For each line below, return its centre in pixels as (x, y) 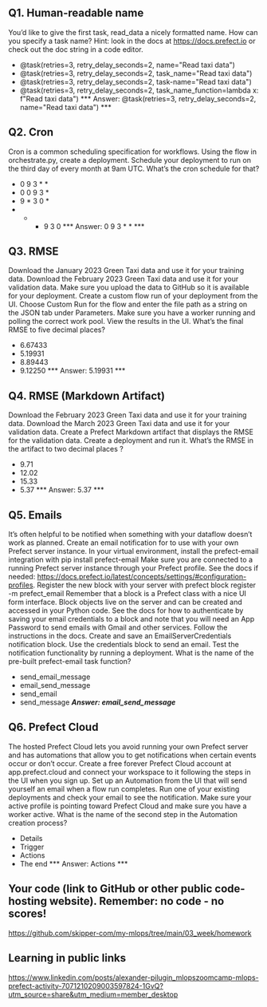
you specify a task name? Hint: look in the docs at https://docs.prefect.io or (132, 41)
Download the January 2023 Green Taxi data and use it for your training (126, 271)
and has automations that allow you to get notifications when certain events (132, 755)
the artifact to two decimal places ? (66, 449)
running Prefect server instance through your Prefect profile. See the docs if (133, 568)
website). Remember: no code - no (137, 901)
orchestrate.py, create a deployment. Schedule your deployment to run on (130, 160)
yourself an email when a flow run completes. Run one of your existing (124, 788)
